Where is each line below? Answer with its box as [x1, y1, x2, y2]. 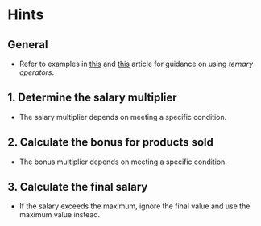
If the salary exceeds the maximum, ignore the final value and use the [19, 201, 251, 211]
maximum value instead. [19, 210, 101, 220]
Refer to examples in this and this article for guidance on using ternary [19, 59, 254, 68]
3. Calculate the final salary [7, 180, 148, 194]
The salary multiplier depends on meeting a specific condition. [19, 112, 227, 121]
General [7, 38, 49, 51]
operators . [19, 68, 55, 77]
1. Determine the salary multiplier [7, 91, 178, 105]
